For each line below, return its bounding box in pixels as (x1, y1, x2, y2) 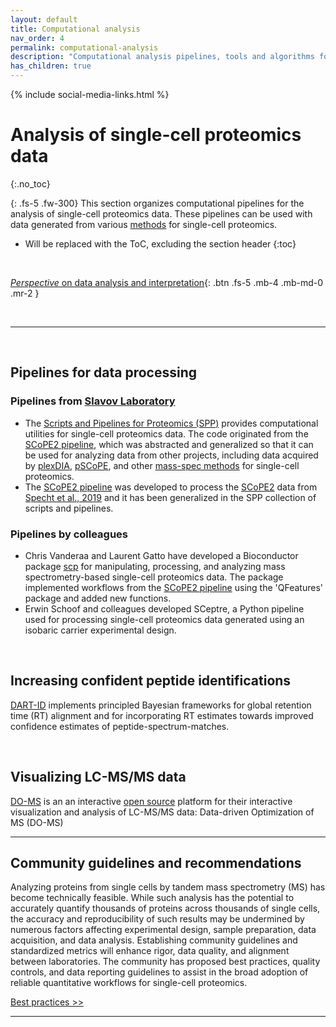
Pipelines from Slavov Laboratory (10, 394, 176, 408)
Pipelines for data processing (10, 364, 198, 381)
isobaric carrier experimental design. (24, 624, 177, 636)
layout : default (10, 14, 78, 25)
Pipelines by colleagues (10, 527, 129, 541)
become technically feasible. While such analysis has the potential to (10, 892, 295, 904)
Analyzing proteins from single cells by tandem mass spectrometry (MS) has (10, 881, 326, 893)
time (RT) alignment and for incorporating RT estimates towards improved (10, 709, 314, 721)
